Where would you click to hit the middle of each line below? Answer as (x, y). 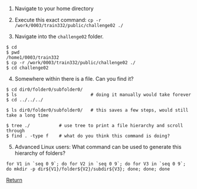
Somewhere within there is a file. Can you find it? (74, 79)
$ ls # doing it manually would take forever (99, 95)
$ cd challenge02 (27, 68)
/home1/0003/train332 (33, 58)
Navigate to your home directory (54, 9)
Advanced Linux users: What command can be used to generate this (98, 147)
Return (14, 180)
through (16, 131)
